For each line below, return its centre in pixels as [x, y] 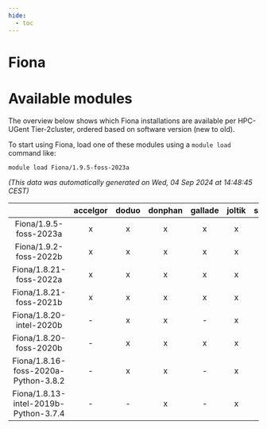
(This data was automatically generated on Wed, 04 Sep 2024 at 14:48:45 [130, 182]
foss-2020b [39, 348]
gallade [205, 210]
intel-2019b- [39, 404]
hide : [17, 15]
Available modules [70, 98]
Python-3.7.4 [39, 413]
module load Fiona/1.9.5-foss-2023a [69, 168]
